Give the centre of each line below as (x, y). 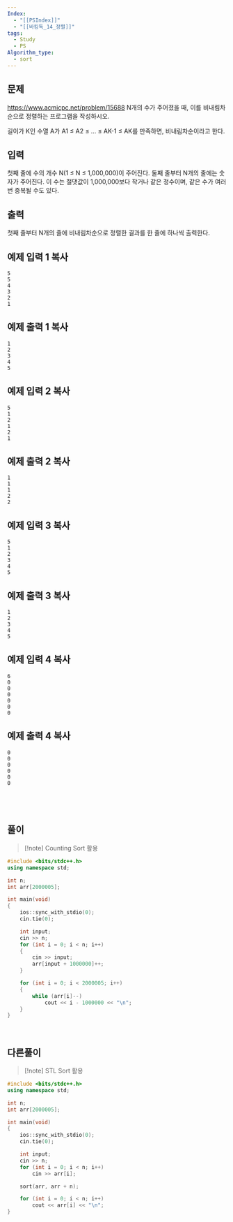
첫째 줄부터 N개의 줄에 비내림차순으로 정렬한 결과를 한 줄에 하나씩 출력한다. (109, 233)
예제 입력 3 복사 (39, 525)
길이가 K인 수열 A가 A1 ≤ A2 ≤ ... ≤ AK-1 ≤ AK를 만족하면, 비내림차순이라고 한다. (116, 131)
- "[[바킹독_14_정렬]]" (44, 27)
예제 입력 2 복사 (39, 391)
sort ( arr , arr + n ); (49, 1186)
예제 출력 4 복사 (39, 736)
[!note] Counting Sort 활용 (61, 848)
